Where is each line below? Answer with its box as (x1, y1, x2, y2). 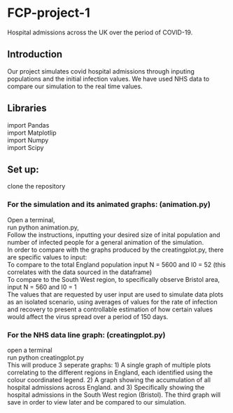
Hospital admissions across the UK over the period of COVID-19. (7, 28, 193, 36)
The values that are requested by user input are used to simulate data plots (7, 290, 224, 299)
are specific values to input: (7, 252, 87, 261)
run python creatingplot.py (7, 353, 84, 362)
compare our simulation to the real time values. (7, 82, 143, 90)
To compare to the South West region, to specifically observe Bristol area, (7, 275, 220, 283)
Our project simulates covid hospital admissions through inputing (7, 67, 195, 75)
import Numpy (7, 135, 49, 144)
